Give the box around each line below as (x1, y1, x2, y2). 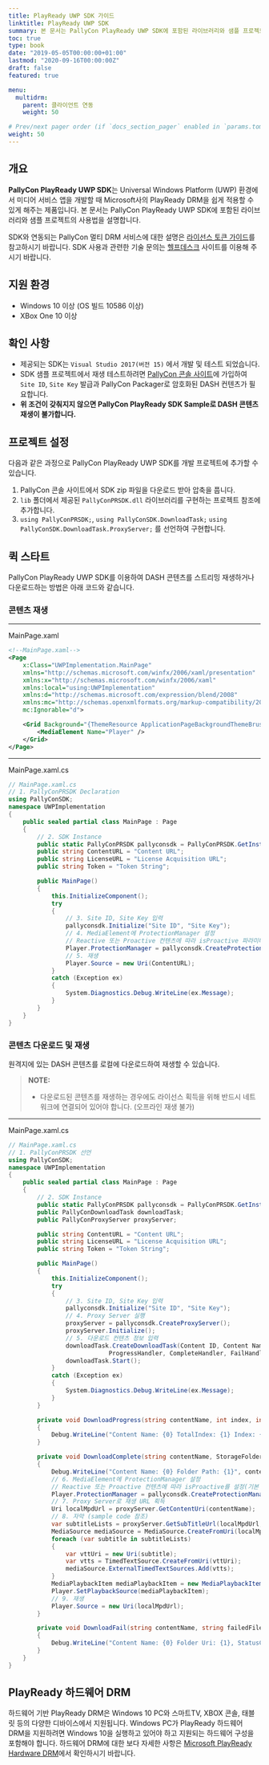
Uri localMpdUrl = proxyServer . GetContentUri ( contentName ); (50, 1505, 256, 1514)
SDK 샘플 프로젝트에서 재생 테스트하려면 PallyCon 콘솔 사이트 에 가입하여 (19, 369, 248, 379)
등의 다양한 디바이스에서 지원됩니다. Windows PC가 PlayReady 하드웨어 (16, 1718, 243, 1728)
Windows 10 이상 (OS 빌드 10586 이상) (19, 300, 144, 310)
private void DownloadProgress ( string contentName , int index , (37, 1416, 252, 1424)
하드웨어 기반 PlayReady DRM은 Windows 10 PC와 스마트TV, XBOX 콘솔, (8, 1708, 240, 1718)
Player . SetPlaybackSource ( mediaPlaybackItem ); (50, 1587, 210, 1595)
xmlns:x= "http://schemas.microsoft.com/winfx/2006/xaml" (22, 676, 217, 684)
